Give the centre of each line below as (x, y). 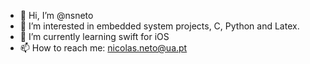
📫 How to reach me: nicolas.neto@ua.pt (103, 48)
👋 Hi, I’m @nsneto (56, 15)
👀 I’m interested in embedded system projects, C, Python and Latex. (159, 26)
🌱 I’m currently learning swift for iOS (94, 36)
